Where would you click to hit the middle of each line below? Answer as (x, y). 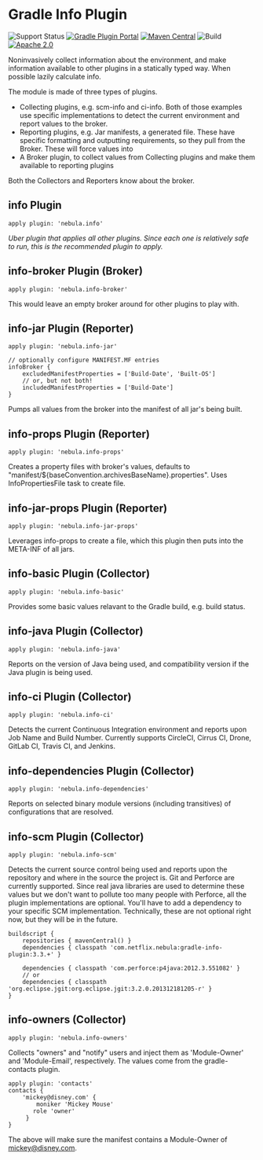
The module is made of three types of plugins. (83, 91)
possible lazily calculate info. (55, 76)
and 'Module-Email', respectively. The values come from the (105, 1061)
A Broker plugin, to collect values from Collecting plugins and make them (137, 157)
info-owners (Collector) (68, 1020)
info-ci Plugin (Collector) (70, 697)
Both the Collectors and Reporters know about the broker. (101, 180)
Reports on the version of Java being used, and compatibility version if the (129, 664)
